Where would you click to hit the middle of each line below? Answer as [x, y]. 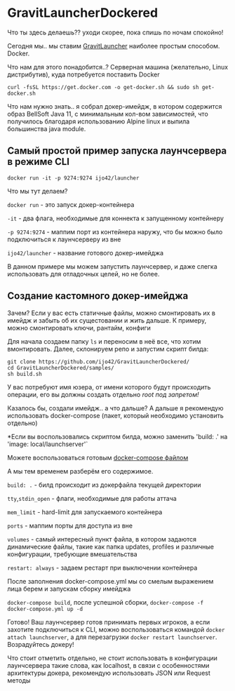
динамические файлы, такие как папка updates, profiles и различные [111, 546]
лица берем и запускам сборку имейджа [69, 589]
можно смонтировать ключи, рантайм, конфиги [79, 328]
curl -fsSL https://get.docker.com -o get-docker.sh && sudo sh [103, 87]
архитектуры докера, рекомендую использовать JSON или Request [109, 673]
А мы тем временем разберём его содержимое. [80, 471]
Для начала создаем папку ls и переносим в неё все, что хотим [104, 341]
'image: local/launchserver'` [48, 444]
